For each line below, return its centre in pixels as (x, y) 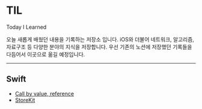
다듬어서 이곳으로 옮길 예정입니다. (46, 54)
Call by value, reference (44, 93)
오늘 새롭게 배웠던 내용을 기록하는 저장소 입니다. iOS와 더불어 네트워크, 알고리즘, (100, 39)
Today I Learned (26, 27)
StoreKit (25, 100)
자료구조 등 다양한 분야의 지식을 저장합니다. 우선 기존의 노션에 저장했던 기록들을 (99, 47)
